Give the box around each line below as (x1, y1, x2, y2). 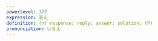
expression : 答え (6, 14, 48, 20)
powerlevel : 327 (6, 8, 47, 15)
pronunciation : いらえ (6, 25, 61, 32)
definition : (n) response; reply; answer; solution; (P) (6, 20, 153, 26)
